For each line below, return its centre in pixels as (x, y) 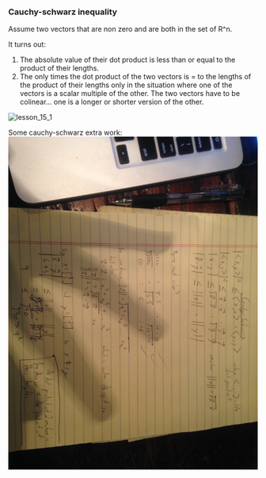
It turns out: (27, 44)
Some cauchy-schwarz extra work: (65, 132)
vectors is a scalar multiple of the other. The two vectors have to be (129, 94)
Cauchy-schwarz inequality (63, 12)
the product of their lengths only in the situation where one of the (126, 85)
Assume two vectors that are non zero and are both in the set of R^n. (120, 29)
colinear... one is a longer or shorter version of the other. (112, 102)
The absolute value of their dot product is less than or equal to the (127, 60)
